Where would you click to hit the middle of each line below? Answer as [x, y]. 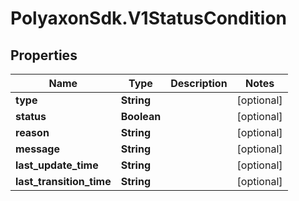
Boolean [141, 116]
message [37, 149]
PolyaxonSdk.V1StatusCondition [148, 18]
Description [199, 83]
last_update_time [57, 165]
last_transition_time [63, 181]
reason [32, 132]
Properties [44, 55]
